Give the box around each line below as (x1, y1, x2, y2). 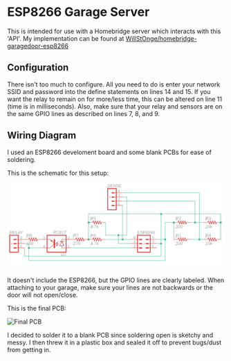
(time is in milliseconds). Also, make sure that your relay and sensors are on (7, 102, 223, 111)
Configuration (7, 62, 69, 73)
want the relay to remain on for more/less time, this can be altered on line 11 (7, 95, 223, 103)
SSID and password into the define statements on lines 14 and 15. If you (7, 87, 211, 95)
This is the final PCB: (7, 304, 67, 313)
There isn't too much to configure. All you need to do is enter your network (7, 80, 221, 89)
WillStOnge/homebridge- (125, 34, 197, 42)
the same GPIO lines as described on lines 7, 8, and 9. (7, 109, 160, 118)
